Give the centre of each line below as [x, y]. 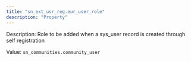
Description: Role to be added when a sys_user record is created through [96, 34]
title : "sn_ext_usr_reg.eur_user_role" [56, 12]
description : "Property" [37, 17]
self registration [25, 40]
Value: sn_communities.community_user [53, 52]
